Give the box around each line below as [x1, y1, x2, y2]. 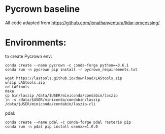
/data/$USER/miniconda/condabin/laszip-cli [5, 101, 96, 106]
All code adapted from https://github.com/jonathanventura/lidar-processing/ [5, 20, 160, 26]
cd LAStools [5, 84, 30, 89]
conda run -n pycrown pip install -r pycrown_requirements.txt [5, 67, 138, 72]
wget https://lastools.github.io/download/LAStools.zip [5, 75, 122, 81]
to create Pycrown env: [5, 53, 53, 59]
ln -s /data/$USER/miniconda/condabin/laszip [5, 97, 100, 102]
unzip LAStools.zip [5, 80, 45, 85]
